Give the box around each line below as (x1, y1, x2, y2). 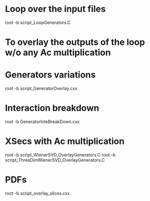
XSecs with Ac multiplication (5, 136, 125, 147)
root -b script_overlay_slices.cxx (5, 190, 70, 196)
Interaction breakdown (5, 102, 99, 114)
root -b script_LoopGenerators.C (5, 20, 71, 25)
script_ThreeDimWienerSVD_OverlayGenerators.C (5, 157, 105, 163)
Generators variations (5, 69, 96, 80)
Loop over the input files (5, 3, 106, 15)
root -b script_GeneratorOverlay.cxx (5, 85, 77, 91)
